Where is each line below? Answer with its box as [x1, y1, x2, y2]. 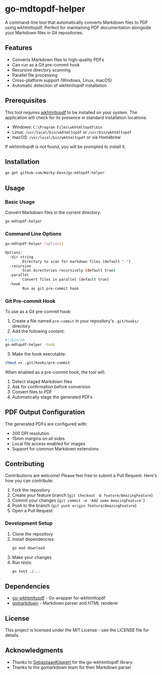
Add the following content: [12, 328, 65, 334]
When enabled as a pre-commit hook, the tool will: [5, 369, 105, 375]
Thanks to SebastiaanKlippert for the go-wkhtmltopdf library [12, 659, 133, 665]
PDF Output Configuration [5, 408, 85, 417]
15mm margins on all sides [12, 435, 65, 441]
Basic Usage [5, 198, 35, 205]
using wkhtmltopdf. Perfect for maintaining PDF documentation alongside [5, 24, 151, 30]
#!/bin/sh [5, 338, 25, 343]
